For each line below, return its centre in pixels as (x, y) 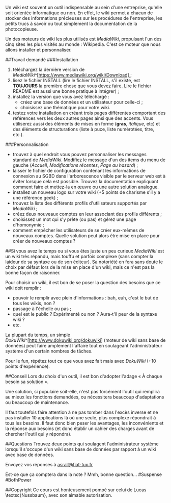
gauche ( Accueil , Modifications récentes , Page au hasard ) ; (75, 165)
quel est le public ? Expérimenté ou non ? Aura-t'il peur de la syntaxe (85, 314)
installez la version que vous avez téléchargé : (61, 97)
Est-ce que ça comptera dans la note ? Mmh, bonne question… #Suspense (83, 474)
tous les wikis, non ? (34, 303)
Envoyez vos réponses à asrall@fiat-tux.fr (49, 464)
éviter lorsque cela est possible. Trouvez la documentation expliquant (85, 181)
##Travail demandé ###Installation (42, 60)
